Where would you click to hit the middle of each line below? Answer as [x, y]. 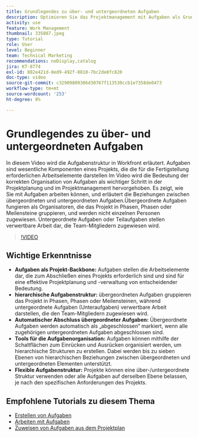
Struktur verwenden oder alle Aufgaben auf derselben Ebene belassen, [101, 376]
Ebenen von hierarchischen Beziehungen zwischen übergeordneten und [102, 357]
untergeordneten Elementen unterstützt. [63, 364]
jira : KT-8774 [24, 66]
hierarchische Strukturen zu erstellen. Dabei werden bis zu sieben [95, 351]
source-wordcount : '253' [37, 94]
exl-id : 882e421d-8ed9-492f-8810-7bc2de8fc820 [64, 72]
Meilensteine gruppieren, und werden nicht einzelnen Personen [83, 213]
